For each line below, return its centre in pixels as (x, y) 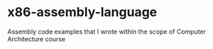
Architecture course (37, 38)
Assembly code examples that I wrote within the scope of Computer (107, 31)
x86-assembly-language (82, 12)
